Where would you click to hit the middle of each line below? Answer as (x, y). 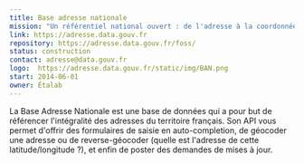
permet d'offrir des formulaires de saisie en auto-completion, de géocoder (148, 130)
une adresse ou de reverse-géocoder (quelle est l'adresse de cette (134, 140)
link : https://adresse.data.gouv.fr (78, 34)
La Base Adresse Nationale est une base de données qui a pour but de (141, 111)
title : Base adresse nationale (68, 18)
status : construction (50, 52)
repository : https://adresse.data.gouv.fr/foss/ (103, 43)
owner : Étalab (36, 85)
